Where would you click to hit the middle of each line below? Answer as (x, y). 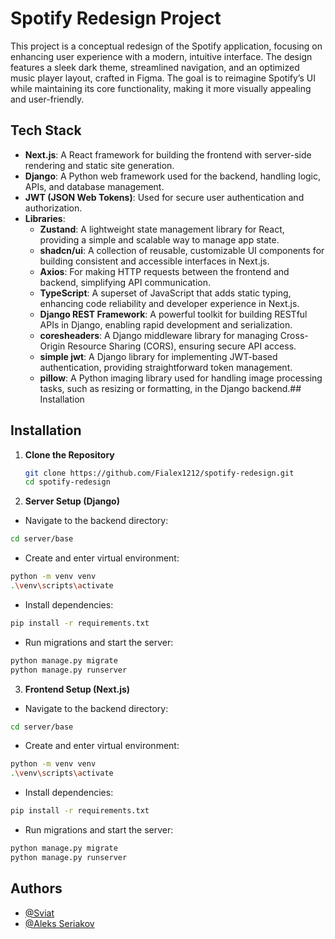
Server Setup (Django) (72, 501)
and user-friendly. (47, 99)
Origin (52, 346)
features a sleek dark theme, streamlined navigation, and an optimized (155, 67)
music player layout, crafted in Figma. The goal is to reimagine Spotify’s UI (163, 78)
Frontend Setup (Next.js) (77, 689)
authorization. (53, 208)
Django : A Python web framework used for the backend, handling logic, (173, 176)
